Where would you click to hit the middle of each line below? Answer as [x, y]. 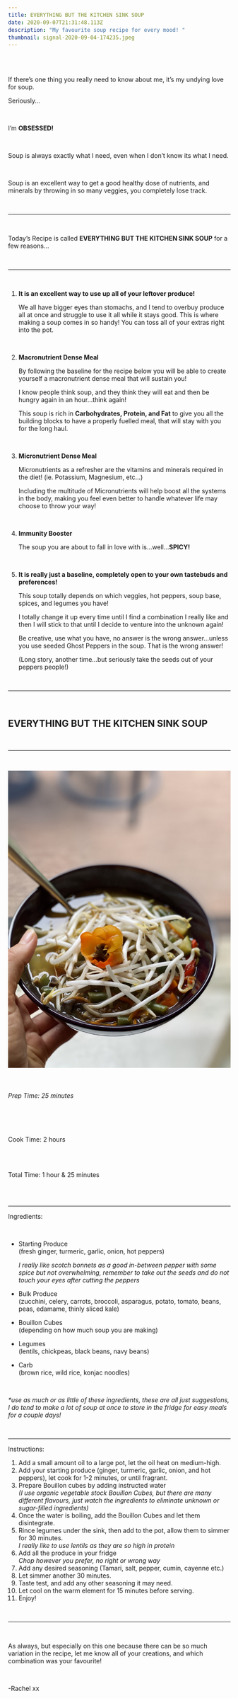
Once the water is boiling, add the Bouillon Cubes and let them [109, 1515]
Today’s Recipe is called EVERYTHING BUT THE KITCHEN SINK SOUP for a [118, 239]
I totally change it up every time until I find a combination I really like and [123, 617]
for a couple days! [35, 1415]
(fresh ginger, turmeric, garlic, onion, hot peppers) [91, 1251]
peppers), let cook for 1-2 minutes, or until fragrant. [93, 1478]
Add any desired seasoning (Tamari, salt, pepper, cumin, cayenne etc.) [121, 1568]
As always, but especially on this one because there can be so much [108, 1646]
